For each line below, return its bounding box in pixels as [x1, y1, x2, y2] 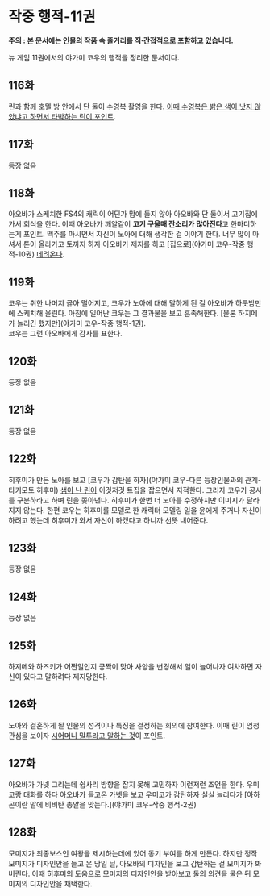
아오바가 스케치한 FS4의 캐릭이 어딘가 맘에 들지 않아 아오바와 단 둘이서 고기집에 [8, 209, 258, 219]
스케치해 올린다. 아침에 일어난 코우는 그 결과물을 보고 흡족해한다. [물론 [16, 308, 236, 319]
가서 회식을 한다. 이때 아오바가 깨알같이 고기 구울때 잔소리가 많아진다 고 [8, 219, 229, 229]
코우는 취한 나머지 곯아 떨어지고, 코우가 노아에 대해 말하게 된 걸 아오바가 [8, 298, 234, 308]
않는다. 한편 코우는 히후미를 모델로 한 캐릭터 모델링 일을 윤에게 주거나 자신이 [23, 505, 262, 515]
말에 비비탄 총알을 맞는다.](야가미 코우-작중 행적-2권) [29, 799, 197, 809]
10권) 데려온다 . [18, 249, 65, 259]
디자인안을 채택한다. [29, 878, 93, 888]
